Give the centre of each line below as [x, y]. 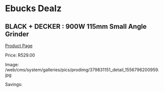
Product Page [19, 46]
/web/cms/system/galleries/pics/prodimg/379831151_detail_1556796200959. [82, 70]
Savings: [14, 84]
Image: [12, 64]
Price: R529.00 [20, 55]
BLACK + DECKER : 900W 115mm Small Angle [76, 27]
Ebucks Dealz [34, 9]
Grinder [17, 34]
